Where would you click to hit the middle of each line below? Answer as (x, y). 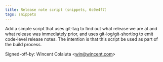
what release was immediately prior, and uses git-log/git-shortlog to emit (79, 34)
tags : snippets (21, 14)
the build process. (23, 44)
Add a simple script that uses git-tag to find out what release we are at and (81, 28)
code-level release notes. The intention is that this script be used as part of (81, 39)
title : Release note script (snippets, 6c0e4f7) (56, 10)
